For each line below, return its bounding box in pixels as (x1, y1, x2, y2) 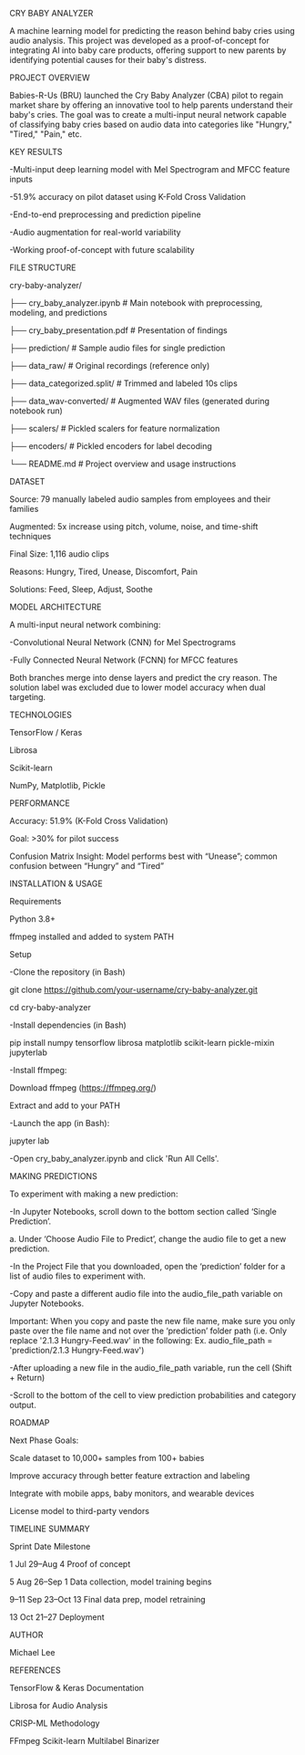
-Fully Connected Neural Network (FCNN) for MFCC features (9, 654, 239, 665)
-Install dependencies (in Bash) (9, 1019, 127, 1030)
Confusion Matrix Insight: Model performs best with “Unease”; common (9, 851, 278, 862)
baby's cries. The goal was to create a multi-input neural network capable (9, 110, 287, 120)
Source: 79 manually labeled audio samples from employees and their (9, 494, 271, 505)
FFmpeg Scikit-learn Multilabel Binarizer (9, 1736, 160, 1746)
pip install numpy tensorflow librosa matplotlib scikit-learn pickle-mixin (9, 1038, 275, 1048)
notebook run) (9, 405, 64, 416)
